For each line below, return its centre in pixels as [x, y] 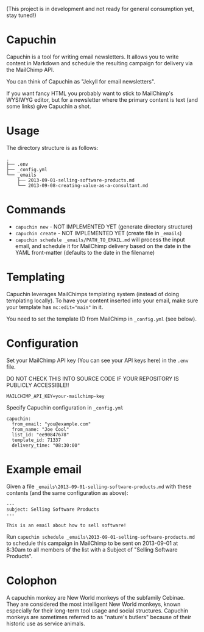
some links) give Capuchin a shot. [49, 106]
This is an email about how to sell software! [66, 525]
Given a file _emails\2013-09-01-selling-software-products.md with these [99, 486]
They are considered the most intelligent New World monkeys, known [93, 604]
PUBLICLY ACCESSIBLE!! [38, 385]
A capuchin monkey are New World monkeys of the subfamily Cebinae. [96, 597]
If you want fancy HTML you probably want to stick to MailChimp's [90, 93]
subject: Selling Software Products [53, 509]
